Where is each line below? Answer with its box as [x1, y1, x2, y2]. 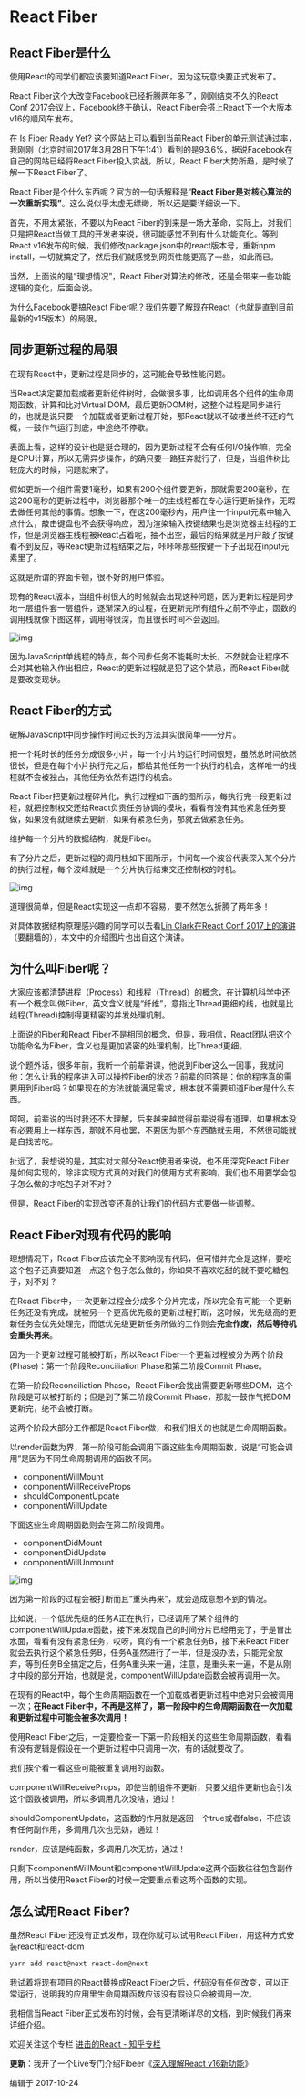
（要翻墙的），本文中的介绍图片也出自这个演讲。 [9, 932, 189, 943]
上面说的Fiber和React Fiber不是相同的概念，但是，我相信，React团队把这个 [9, 1029, 293, 1040]
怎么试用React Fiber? [9, 1903, 130, 1919]
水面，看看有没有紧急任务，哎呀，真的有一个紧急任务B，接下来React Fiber [9, 1636, 290, 1647]
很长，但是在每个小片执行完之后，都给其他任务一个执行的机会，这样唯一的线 [9, 760, 297, 771]
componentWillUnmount [22, 1557, 115, 1568]
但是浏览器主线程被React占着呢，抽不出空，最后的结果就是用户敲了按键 [25, 529, 294, 540]
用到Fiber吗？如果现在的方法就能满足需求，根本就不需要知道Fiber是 [16, 1082, 271, 1093]
